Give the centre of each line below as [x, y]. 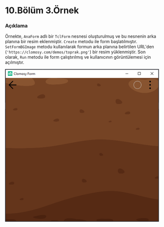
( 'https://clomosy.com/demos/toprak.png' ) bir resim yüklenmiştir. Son [75, 52]
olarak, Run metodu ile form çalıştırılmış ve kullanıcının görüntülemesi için [78, 57]
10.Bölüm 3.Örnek [42, 11]
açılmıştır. [15, 62]
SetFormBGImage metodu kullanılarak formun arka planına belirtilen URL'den [80, 47]
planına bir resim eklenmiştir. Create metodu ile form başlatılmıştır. [71, 42]
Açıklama [16, 26]
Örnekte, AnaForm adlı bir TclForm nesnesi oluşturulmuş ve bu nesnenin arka [81, 36]
